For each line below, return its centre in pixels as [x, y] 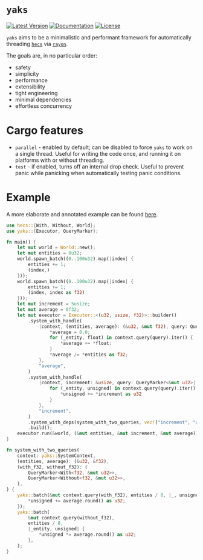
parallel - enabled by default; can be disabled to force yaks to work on [104, 147]
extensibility [30, 87]
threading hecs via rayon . [37, 44]
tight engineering [36, 93]
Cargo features [45, 131]
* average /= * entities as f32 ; [89, 355]
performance [31, 80]
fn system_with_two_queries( [43, 450]
